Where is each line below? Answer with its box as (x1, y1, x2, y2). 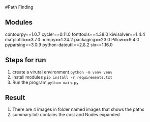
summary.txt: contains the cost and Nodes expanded (12, 112, 120, 118)
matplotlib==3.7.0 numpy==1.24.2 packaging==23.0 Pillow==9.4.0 (5, 36, 139, 42)
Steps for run (5, 56, 46, 64)
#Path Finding (5, 4, 33, 10)
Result (5, 94, 26, 102)
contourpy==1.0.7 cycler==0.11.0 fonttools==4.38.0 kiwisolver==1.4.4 (5, 31, 146, 37)
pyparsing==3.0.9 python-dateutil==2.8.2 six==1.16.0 (5, 42, 113, 48)
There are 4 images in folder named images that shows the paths (12, 106, 145, 112)
